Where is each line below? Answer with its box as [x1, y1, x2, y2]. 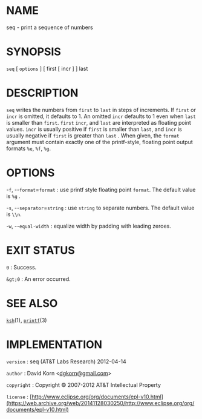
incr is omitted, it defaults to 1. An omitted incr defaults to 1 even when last [6, 113, 197, 120]
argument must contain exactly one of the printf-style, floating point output [6, 138, 194, 145]
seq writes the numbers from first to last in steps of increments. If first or [6, 106, 197, 113]
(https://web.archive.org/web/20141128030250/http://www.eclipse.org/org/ [6, 399, 195, 406]
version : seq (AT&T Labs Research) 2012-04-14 [6, 358, 127, 365]
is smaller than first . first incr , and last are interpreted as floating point [6, 119, 192, 126]
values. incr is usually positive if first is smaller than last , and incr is [6, 125, 183, 133]
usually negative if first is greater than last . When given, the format [6, 131, 180, 139]
